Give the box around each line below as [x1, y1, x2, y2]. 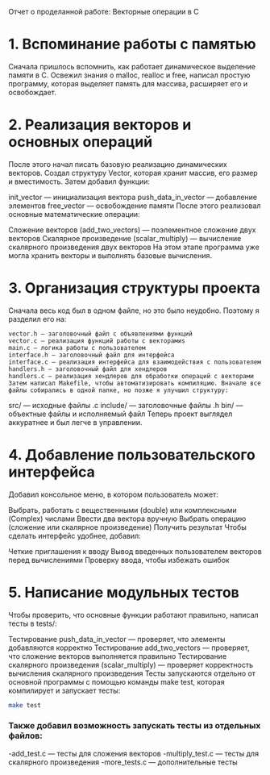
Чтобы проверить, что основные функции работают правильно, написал [8, 610, 260, 619]
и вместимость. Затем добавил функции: [8, 177, 151, 186]
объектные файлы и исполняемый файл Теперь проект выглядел [8, 409, 233, 419]
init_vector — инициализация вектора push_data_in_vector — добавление [8, 192, 258, 202]
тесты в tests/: [8, 619, 58, 628]
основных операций [8, 133, 153, 152]
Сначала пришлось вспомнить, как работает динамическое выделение [8, 61, 256, 71]
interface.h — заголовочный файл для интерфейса [8, 351, 175, 359]
